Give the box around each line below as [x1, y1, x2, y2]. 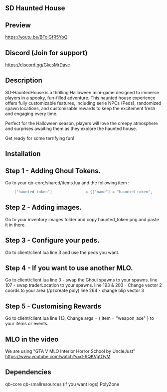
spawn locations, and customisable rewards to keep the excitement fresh [5, 105, 156, 111]
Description [5, 76, 42, 85]
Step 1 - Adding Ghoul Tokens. [5, 166, 101, 175]
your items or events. [5, 321, 49, 327]
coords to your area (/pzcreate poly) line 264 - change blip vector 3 [5, 287, 145, 293]
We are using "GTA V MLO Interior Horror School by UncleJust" [5, 348, 136, 354]
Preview [5, 21, 31, 29]
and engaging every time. [5, 111, 58, 117]
